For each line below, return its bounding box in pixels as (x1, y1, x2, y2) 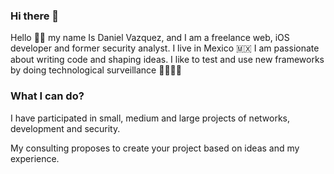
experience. (10, 152, 60, 164)
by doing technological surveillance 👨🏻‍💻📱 (10, 64, 182, 76)
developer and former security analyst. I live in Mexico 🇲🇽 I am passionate (10, 42, 320, 54)
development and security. (10, 122, 121, 134)
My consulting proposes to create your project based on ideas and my (10, 142, 300, 154)
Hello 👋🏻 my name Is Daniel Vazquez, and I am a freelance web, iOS (10, 32, 290, 44)
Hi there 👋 (10, 9, 60, 23)
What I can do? (10, 89, 85, 103)
